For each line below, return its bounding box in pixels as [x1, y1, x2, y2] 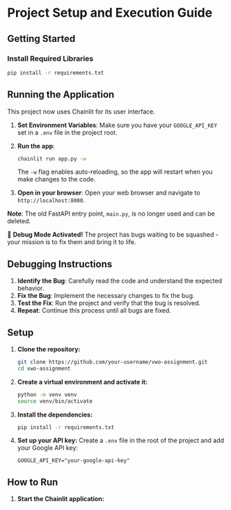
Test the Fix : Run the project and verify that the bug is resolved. [17, 299, 201, 308]
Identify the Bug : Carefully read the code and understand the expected [17, 277, 223, 285]
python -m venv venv [17, 391, 77, 398]
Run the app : [17, 142, 56, 150]
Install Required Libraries [7, 54, 94, 63]
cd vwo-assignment [17, 365, 71, 372]
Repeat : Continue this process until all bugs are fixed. [17, 306, 172, 315]
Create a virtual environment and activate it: [17, 377, 148, 386]
